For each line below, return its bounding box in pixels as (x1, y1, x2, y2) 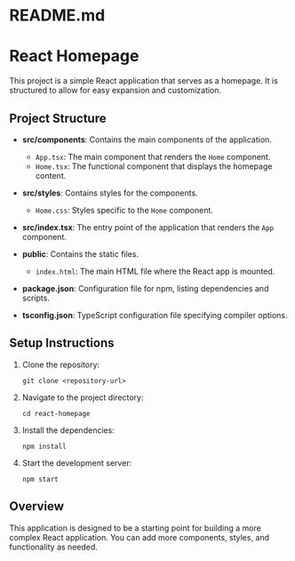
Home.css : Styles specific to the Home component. (35, 204, 213, 215)
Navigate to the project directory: (21, 392, 144, 403)
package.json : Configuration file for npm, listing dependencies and (21, 283, 269, 293)
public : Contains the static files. (21, 248, 140, 259)
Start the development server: (21, 457, 132, 468)
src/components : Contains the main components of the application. (21, 134, 273, 145)
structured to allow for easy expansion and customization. (9, 85, 222, 96)
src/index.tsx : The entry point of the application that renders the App (21, 221, 275, 232)
